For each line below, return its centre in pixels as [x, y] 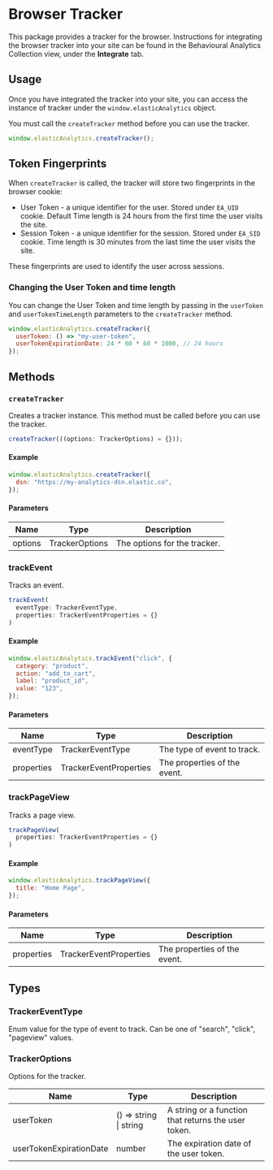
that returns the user [206, 1120]
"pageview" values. [41, 1038]
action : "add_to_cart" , [56, 674]
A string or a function [207, 1110]
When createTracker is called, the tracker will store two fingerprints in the [132, 183]
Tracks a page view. [42, 815]
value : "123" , [39, 689]
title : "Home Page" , [50, 888]
